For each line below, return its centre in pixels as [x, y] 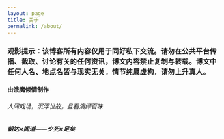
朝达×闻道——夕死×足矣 [41, 129]
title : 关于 [23, 20]
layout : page [26, 13]
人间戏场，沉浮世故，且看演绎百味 [55, 106]
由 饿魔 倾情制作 [28, 89]
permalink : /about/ [35, 26]
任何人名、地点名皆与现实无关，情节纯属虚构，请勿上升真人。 [109, 72]
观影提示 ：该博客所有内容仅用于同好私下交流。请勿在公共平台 [109, 51]
